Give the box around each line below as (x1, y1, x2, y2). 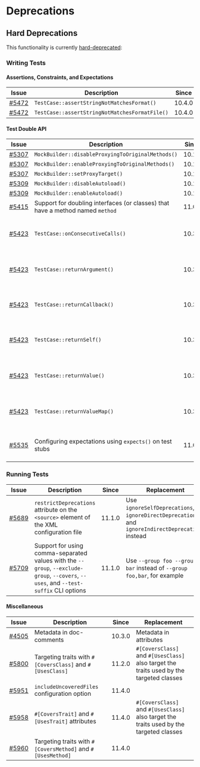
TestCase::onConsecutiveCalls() (34, 230, 126, 237)
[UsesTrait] (34, 718, 68, 725)
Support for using (34, 541, 83, 549)
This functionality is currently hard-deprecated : (6, 44, 123, 51)
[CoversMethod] (34, 745, 77, 753)
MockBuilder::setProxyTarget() (34, 170, 123, 178)
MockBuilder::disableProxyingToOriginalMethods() (34, 151, 178, 158)
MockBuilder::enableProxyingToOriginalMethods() (34, 161, 175, 168)
